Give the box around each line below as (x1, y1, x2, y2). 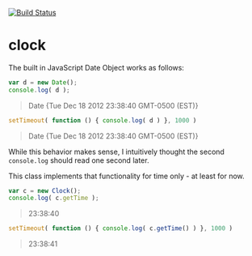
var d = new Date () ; (8, 78, 78, 87)
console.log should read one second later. (8, 155, 149, 165)
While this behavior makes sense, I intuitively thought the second (8, 147, 225, 156)
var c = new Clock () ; (8, 186, 82, 194)
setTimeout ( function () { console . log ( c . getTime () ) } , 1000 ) (8, 224, 233, 233)
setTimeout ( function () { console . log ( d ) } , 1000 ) (8, 116, 197, 125)
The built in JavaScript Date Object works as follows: (8, 62, 184, 72)
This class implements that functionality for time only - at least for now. (8, 171, 245, 181)
